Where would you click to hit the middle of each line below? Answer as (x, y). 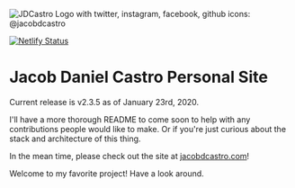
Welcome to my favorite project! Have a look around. (107, 173)
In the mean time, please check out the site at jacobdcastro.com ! (130, 156)
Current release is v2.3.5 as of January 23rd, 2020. (104, 102)
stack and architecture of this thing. (75, 139)
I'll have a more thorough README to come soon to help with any (130, 119)
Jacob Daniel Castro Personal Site (139, 77)
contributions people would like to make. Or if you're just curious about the (147, 129)
